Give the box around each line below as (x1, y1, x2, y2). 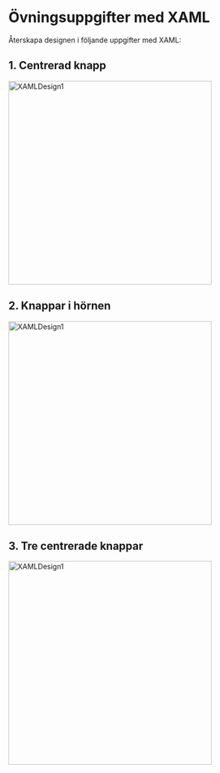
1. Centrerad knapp (8, 59, 107, 72)
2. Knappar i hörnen (8, 299, 111, 313)
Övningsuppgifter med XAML (8, 8, 210, 27)
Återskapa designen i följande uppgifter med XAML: (8, 35, 182, 45)
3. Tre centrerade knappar (8, 538, 144, 553)
